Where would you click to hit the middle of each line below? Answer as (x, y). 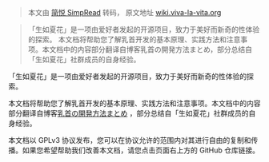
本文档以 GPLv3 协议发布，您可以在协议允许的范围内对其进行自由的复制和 (130, 140)
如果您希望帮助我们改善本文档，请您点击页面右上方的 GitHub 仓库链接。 (141, 150)
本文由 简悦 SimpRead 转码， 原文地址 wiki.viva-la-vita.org (124, 12)
